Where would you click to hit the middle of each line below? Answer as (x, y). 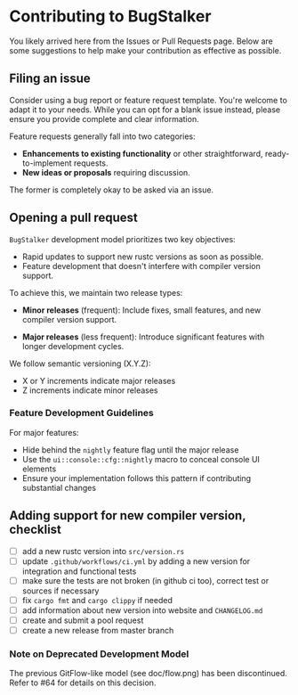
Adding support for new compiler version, (128, 515)
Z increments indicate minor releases (90, 390)
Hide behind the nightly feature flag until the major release (130, 450)
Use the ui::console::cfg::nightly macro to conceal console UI (141, 459)
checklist (36, 530)
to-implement (47, 163)
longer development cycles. (73, 346)
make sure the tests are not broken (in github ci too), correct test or (145, 580)
